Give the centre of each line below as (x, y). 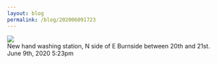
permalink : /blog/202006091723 (52, 20)
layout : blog (26, 13)
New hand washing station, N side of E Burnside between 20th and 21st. (108, 46)
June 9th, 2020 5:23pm (40, 53)
